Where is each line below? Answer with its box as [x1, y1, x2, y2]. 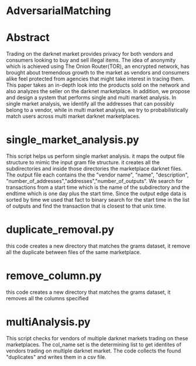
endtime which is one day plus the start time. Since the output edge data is [6, 190, 187, 197]
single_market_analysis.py [6, 133, 139, 147]
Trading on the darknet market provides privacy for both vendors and [6, 50, 173, 57]
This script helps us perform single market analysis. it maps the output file [6, 152, 185, 160]
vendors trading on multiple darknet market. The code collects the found [6, 347, 181, 354]
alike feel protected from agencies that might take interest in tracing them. [6, 75, 185, 83]
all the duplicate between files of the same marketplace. [6, 249, 142, 256]
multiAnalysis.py [6, 316, 91, 329]
